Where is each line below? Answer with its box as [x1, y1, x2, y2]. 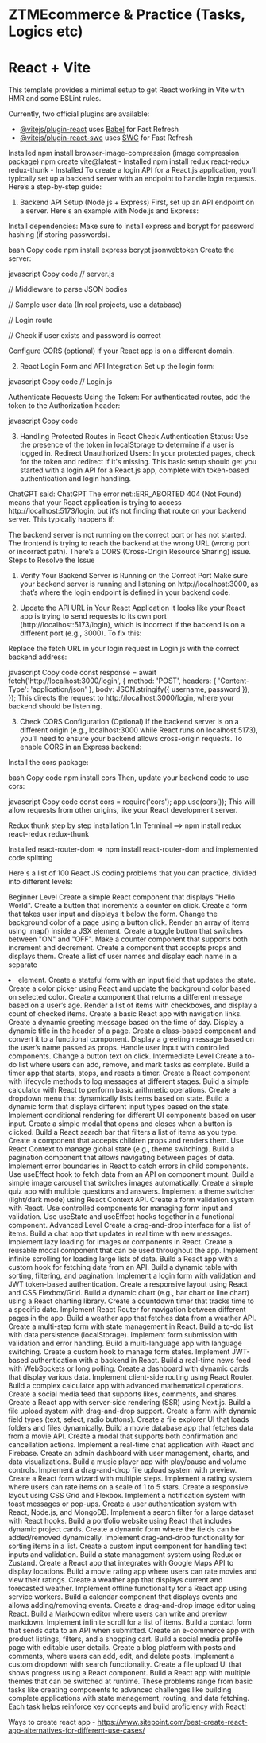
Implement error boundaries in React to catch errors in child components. [8, 1161, 249, 1170]
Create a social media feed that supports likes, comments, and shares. [8, 1389, 239, 1399]
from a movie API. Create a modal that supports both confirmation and [8, 1431, 238, 1441]
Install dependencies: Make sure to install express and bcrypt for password [8, 221, 254, 231]
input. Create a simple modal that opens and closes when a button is [8, 1119, 233, 1128]
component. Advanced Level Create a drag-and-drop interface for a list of [8, 1221, 251, 1230]
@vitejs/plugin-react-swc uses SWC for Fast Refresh [19, 133, 193, 142]
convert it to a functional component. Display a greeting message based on [8, 1035, 255, 1044]
